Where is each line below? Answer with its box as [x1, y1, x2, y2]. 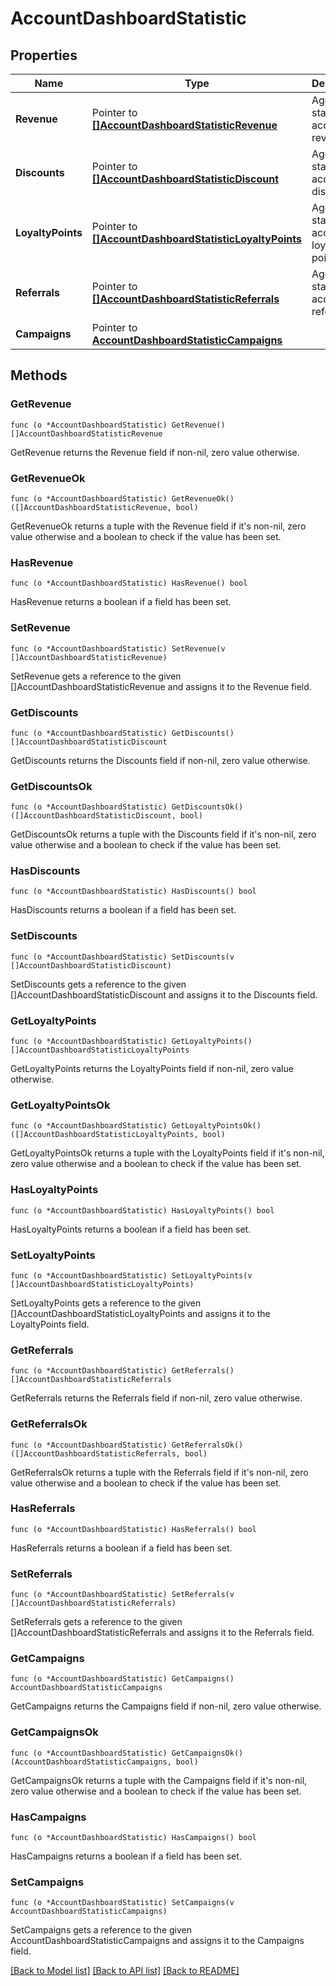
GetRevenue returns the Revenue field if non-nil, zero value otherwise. [10, 446, 300, 458]
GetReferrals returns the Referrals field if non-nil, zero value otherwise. [10, 1392, 303, 1404]
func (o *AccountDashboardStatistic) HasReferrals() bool [10, 1524, 257, 1534]
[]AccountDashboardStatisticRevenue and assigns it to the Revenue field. [10, 680, 312, 692]
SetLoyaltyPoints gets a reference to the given [10, 1297, 202, 1309]
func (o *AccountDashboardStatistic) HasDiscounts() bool [10, 887, 257, 897]
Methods [10, 367, 68, 384]
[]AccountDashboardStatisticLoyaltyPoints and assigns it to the [10, 1307, 271, 1319]
